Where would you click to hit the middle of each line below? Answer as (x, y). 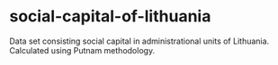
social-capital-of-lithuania (110, 16)
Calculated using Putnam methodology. (82, 50)
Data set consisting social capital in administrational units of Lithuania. (139, 41)
